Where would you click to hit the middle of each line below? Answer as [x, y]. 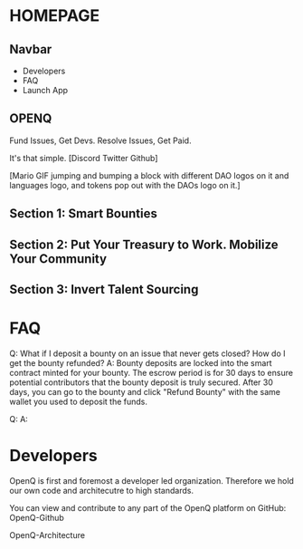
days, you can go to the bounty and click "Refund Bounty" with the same [145, 391]
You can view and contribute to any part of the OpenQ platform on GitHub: [148, 507]
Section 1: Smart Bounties [84, 214]
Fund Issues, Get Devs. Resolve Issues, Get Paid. [100, 140]
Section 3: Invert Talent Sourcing [104, 289]
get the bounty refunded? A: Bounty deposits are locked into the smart [141, 362]
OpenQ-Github [37, 517]
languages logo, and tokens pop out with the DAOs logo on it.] [125, 185]
